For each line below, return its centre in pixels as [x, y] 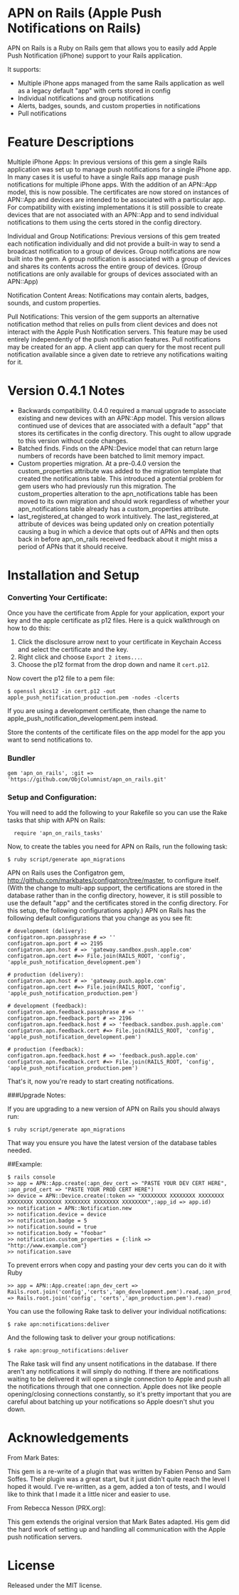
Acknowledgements [68, 1438]
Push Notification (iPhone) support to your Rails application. [95, 56]
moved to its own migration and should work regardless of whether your [123, 501]
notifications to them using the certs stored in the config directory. [105, 222]
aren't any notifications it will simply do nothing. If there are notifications [113, 1371]
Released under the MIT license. [55, 1585]
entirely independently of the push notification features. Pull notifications [114, 339]
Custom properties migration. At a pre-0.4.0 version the [99, 463]
